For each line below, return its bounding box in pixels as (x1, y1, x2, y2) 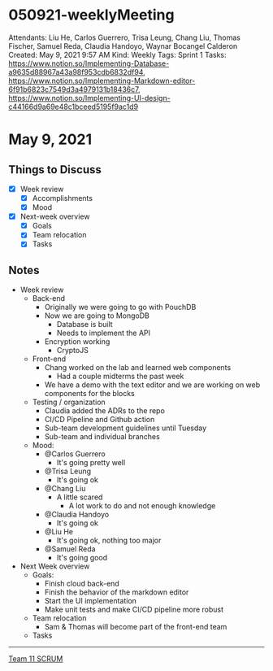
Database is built (56, 320, 113, 329)
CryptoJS (56, 346, 89, 355)
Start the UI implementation (44, 596, 136, 606)
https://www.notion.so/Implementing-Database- (8, 59, 170, 68)
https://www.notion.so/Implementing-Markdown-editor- (8, 76, 196, 85)
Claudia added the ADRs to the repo (44, 406, 165, 416)
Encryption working (44, 337, 110, 346)
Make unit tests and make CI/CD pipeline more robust (44, 604, 224, 615)
